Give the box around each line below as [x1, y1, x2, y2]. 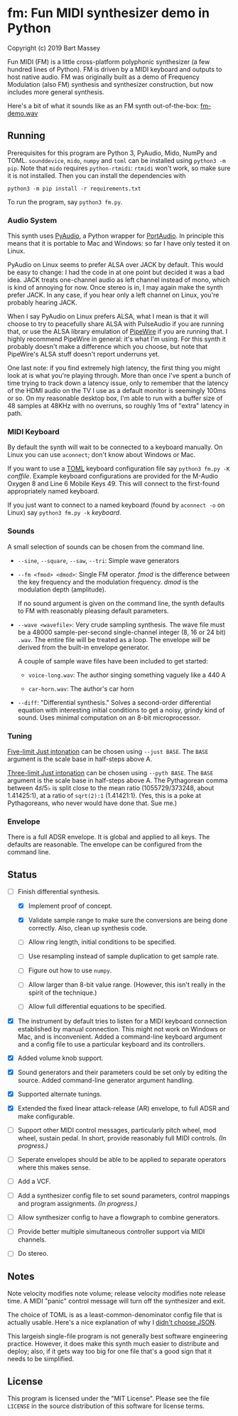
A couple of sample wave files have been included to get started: [17, 656, 208, 665]
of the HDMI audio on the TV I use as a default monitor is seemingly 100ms [7, 387, 226, 395]
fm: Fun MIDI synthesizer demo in [7, 5, 210, 21]
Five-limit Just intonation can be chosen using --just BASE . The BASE [7, 747, 209, 755]
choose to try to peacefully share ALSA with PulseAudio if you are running [7, 320, 225, 328]
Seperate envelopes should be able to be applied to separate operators [17, 1155, 227, 1163]
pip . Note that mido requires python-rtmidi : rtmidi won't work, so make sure [7, 164, 231, 172]
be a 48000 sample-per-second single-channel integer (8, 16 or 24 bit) [17, 628, 226, 636]
